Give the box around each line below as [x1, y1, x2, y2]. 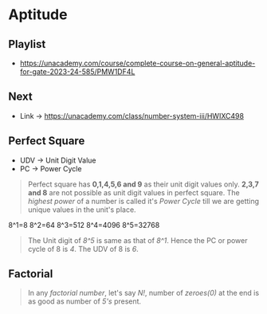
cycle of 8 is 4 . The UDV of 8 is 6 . [27, 244, 139, 253]
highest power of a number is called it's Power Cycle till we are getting [27, 196, 260, 206]
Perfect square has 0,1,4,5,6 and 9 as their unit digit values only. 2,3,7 [27, 179, 259, 189]
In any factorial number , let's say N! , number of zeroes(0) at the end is [27, 288, 260, 298]
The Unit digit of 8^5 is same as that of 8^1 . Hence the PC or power [27, 235, 248, 245]
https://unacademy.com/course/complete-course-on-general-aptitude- [19, 58, 256, 68]
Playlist [8, 37, 46, 51]
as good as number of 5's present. [27, 296, 142, 306]
